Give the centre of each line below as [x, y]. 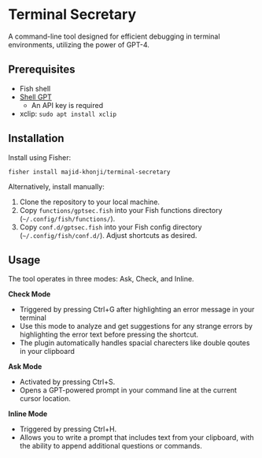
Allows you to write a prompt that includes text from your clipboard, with [137, 438]
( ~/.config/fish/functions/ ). [67, 218]
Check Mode [30, 294]
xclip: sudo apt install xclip [68, 114]
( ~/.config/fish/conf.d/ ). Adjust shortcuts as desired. [108, 235]
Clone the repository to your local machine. [89, 202]
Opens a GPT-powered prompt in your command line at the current [128, 390]
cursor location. [45, 399]
